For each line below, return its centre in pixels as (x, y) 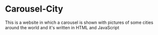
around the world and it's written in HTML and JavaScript (62, 27)
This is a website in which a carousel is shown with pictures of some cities (79, 22)
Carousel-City (34, 9)
